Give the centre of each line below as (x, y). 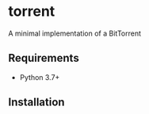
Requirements (44, 58)
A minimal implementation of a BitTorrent (74, 33)
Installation (36, 103)
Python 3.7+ (40, 77)
